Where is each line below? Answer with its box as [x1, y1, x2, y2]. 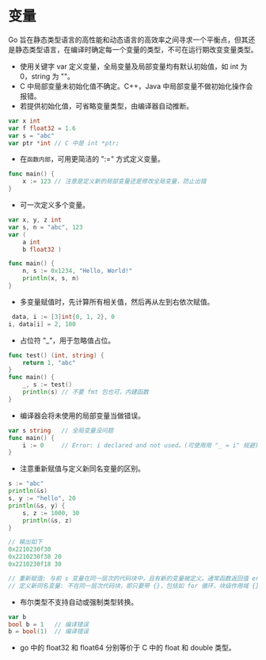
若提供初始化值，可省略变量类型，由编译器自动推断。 [19, 101, 194, 111]
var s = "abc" [8, 131, 55, 139]
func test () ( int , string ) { [8, 351, 104, 359]
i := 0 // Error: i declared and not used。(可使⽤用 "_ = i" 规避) [22, 441, 259, 449]
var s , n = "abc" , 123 [8, 223, 83, 231]
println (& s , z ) [22, 516, 73, 525]
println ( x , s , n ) [22, 275, 80, 283]
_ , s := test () [22, 381, 73, 389]
